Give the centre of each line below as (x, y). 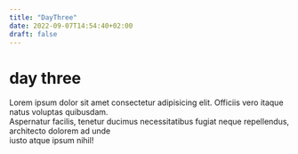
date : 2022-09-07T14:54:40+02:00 (71, 26)
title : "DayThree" (43, 17)
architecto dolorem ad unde (60, 131)
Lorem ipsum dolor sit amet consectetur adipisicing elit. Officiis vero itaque (146, 102)
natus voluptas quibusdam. (59, 112)
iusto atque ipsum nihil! (52, 141)
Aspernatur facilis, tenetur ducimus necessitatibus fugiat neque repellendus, (149, 122)
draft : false (33, 34)
